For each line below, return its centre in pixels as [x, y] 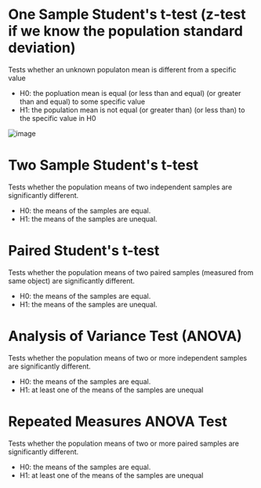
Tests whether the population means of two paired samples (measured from [131, 272]
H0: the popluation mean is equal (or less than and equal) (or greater [130, 93]
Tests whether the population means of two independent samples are [120, 187]
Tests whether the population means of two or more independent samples [128, 358]
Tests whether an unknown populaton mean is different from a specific [122, 69]
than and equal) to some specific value [82, 101]
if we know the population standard [125, 31]
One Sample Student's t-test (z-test [127, 15]
